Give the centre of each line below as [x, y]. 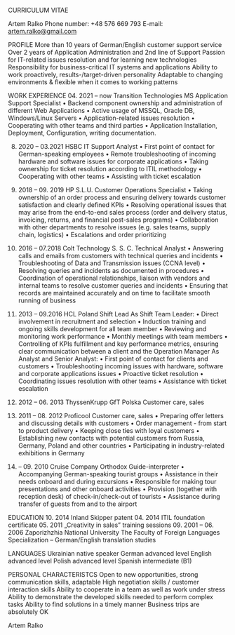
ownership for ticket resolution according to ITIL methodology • [110, 169]
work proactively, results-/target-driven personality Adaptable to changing [115, 74]
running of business [47, 300]
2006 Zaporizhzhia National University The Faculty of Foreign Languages [114, 532]
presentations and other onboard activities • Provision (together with [117, 489]
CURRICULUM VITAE [38, 10]
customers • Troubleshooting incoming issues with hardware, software [121, 366]
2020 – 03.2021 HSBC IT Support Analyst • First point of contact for [116, 146]
